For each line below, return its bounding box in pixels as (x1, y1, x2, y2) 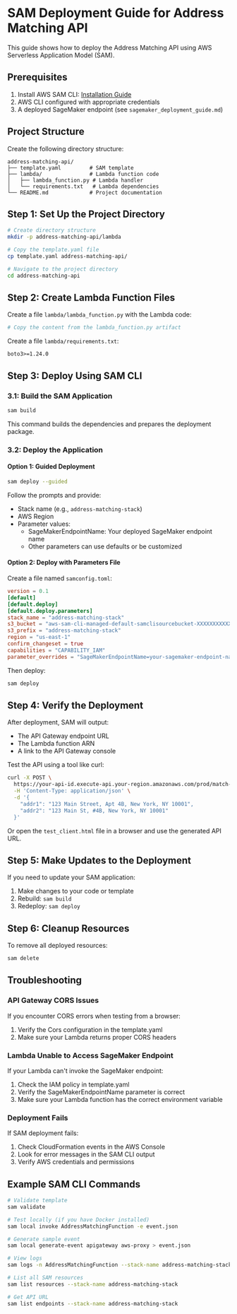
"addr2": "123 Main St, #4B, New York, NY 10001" (20, 807, 169, 814)
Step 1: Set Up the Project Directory (7, 208, 166, 220)
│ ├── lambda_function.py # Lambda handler (7, 177, 143, 184)
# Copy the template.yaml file (7, 246, 99, 254)
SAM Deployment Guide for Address (7, 5, 224, 21)
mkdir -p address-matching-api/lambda (7, 233, 121, 241)
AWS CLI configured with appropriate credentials (17, 98, 160, 106)
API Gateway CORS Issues (7, 995, 99, 1005)
